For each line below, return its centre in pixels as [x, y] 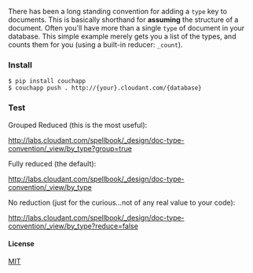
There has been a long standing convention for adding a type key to [118, 11]
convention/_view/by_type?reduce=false [73, 226]
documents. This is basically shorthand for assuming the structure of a [123, 20]
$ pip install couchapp [47, 82]
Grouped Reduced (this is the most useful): [78, 125]
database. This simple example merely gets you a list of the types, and [122, 36]
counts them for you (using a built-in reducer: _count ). [95, 45]
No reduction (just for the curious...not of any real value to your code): [122, 202]
